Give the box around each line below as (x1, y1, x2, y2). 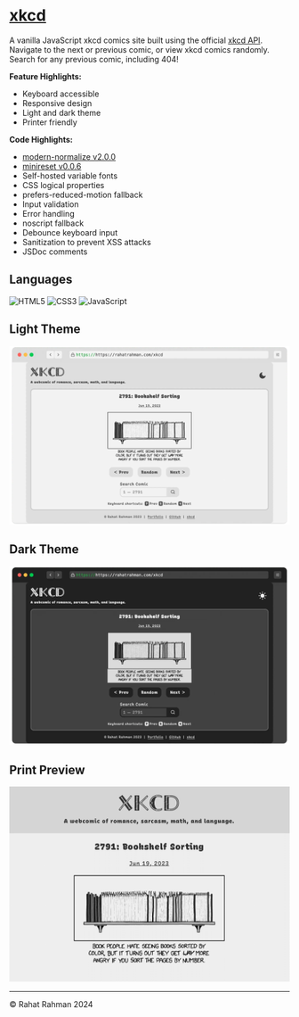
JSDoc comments (21, 246, 88, 257)
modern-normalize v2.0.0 (21, 151, 117, 161)
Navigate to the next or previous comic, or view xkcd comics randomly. (9, 44, 270, 54)
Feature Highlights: (9, 70, 82, 81)
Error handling (21, 208, 75, 219)
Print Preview (9, 762, 85, 777)
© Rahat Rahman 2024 (9, 998, 93, 1009)
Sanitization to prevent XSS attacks (21, 236, 151, 247)
